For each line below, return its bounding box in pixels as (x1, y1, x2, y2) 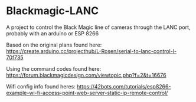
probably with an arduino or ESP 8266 (6, 29, 99, 37)
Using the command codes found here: (6, 65, 102, 72)
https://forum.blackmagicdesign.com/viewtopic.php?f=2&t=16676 (6, 71, 166, 78)
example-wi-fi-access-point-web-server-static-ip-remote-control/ (6, 89, 168, 96)
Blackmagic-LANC (6, 4, 99, 18)
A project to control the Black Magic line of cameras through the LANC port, (6, 24, 191, 31)
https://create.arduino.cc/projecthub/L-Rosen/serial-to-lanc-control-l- (6, 47, 177, 54)
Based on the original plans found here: (6, 41, 102, 48)
